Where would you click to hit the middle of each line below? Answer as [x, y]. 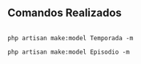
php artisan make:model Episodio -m [68, 52]
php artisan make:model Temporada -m [70, 38]
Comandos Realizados [64, 13]
